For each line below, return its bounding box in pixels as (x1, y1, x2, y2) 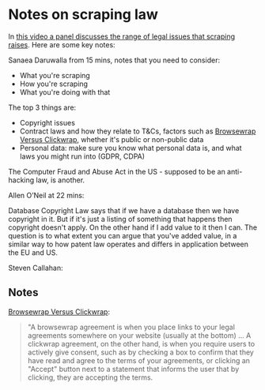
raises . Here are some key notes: (8, 39, 116, 49)
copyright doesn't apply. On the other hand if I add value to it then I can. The (8, 223, 258, 232)
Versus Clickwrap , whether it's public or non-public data (19, 134, 204, 144)
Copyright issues (19, 118, 75, 127)
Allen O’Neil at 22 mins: (8, 190, 85, 200)
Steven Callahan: (8, 263, 63, 272)
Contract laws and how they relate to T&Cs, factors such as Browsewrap (19, 126, 256, 136)
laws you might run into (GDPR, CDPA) (19, 152, 145, 161)
